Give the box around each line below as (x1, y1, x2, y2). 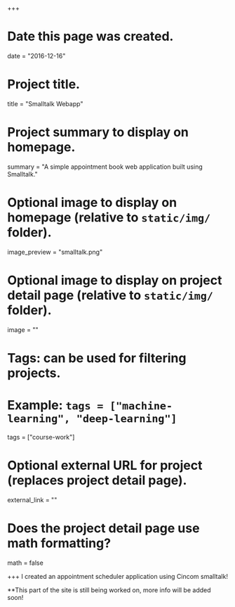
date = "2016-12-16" (7, 51, 66, 60)
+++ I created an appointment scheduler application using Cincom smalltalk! (7, 572, 228, 580)
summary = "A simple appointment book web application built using (7, 162, 203, 171)
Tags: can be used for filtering (7, 350, 187, 366)
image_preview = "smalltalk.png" (7, 248, 103, 256)
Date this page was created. (7, 29, 174, 44)
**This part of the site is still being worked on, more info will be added (7, 585, 212, 594)
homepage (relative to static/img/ (7, 210, 211, 225)
